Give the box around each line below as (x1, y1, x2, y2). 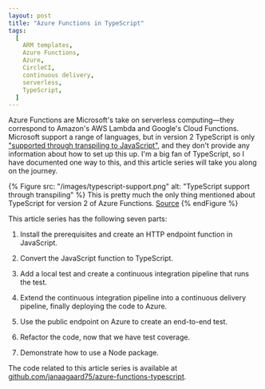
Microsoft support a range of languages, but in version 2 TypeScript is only (8, 133, 255, 142)
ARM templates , (22, 42, 73, 50)
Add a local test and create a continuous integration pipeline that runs (19, 269, 250, 279)
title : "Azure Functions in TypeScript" (8, 19, 145, 27)
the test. (19, 277, 48, 288)
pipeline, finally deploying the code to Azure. (19, 301, 168, 312)
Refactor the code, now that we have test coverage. (19, 332, 190, 342)
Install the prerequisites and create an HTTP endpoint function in (19, 229, 233, 240)
